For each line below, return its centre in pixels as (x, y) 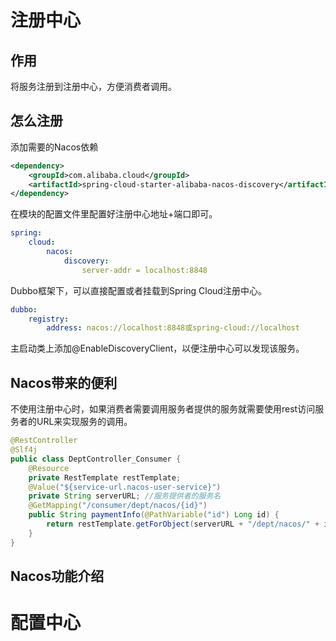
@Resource (49, 468)
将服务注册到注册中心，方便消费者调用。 (93, 86)
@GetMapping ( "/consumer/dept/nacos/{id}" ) (118, 506)
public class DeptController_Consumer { (96, 459)
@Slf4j (24, 450)
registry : (49, 319)
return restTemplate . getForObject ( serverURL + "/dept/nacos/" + (183, 524)
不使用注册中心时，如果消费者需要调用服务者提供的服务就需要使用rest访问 (163, 409)
